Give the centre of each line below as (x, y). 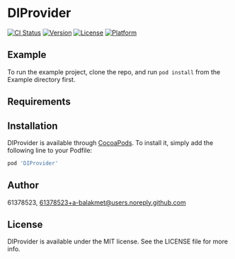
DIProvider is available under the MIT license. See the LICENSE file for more (118, 241)
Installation (33, 126)
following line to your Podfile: (50, 150)
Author (23, 185)
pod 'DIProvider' (33, 163)
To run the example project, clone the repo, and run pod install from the (114, 71)
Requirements (39, 102)
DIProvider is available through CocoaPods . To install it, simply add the (110, 142)
